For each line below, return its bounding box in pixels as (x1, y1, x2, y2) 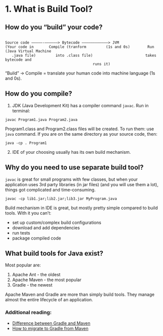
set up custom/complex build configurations (12, 219, 101, 225)
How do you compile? (5, 90, 72, 98)
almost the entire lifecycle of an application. (5, 297, 93, 303)
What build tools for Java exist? (5, 249, 104, 258)
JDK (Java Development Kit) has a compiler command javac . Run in (12, 102, 149, 108)
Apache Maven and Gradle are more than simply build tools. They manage (5, 291, 155, 297)
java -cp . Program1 (5, 141, 47, 145)
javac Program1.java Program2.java (5, 117, 78, 122)
